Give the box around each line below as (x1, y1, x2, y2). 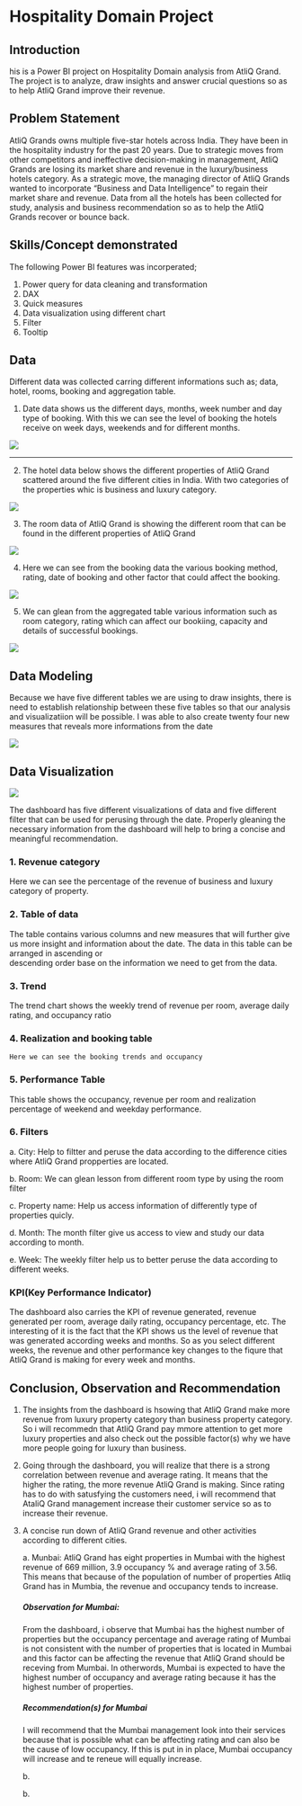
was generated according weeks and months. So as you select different (9, 1336, 276, 1346)
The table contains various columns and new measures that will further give (9, 928, 290, 939)
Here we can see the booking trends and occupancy (9, 1052, 203, 1062)
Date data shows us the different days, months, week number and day (22, 403, 283, 415)
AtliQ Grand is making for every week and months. (9, 1354, 196, 1365)
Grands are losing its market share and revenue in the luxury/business (9, 164, 269, 174)
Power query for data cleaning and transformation (22, 279, 209, 290)
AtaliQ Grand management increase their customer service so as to (22, 1498, 271, 1508)
